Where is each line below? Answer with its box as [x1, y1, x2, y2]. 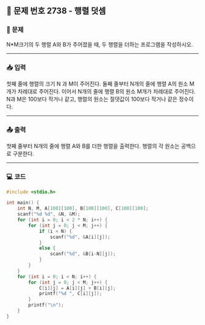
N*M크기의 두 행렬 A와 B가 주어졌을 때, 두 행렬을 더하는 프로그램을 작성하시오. [6, 40, 193, 48]
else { [38, 245, 56, 252]
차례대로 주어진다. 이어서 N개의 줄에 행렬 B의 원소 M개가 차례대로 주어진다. [17, 87, 196, 95]
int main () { [6, 200, 40, 206]
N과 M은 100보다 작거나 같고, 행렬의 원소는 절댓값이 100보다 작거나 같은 [6, 95, 178, 103]
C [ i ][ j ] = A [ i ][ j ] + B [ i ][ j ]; [38, 285, 116, 291]
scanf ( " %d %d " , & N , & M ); [17, 211, 81, 217]
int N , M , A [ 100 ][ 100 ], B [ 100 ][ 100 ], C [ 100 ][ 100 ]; [17, 205, 149, 212]
